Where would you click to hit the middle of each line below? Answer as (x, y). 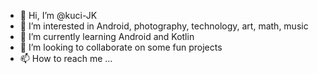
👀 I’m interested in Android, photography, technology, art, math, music (164, 26)
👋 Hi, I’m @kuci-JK (58, 15)
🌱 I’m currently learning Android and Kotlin (107, 36)
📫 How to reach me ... (66, 58)
